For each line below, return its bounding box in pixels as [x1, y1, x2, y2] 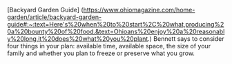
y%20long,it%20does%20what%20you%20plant [7, 35, 148, 43]
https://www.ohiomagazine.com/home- [83, 6, 195, 14]
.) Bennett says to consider [147, 35, 224, 43]
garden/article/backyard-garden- [7, 13, 102, 21]
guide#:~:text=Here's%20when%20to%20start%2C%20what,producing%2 [7, 20, 224, 28]
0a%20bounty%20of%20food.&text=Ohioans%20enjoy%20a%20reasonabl [7, 27, 225, 35]
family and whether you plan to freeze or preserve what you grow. [7, 49, 195, 57]
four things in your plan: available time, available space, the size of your [7, 42, 211, 50]
